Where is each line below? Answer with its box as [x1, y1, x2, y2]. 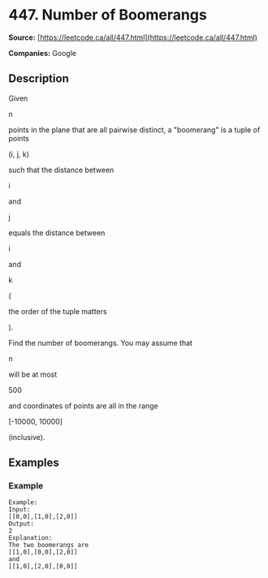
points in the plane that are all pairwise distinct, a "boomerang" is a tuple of [8, 124, 261, 135]
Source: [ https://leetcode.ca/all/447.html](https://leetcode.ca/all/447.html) [8, 32, 258, 42]
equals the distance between [8, 227, 106, 237]
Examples [8, 456, 59, 470]
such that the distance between [8, 165, 115, 175]
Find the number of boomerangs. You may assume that [8, 338, 193, 347]
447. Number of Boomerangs [8, 6, 207, 24]
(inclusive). [8, 432, 45, 442]
